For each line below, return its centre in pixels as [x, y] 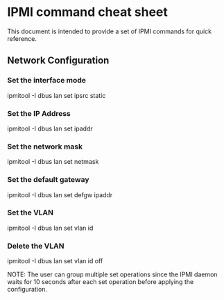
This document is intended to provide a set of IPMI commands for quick [110, 31]
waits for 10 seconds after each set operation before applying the [101, 282]
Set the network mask [45, 147]
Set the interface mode [47, 81]
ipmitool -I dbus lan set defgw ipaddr [60, 194]
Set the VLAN [31, 212]
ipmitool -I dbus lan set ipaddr [50, 128]
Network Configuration [58, 61]
